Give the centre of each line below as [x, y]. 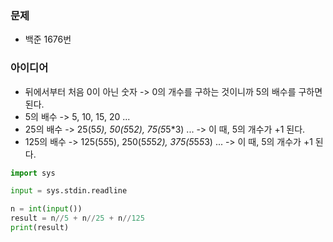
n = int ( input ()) [46, 209]
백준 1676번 [48, 39]
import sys [33, 173]
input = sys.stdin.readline [69, 191]
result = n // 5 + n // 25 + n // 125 [77, 218]
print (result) [40, 228]
